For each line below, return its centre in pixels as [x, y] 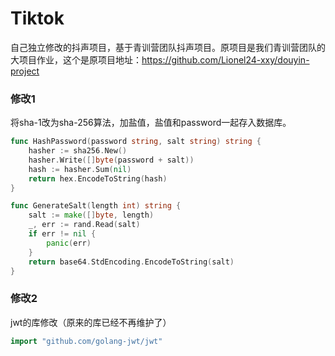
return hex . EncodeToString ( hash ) [98, 178]
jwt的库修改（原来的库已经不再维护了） [91, 322]
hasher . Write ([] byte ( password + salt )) [111, 160]
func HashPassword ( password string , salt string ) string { [136, 142]
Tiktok [37, 18]
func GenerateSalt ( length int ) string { [96, 206]
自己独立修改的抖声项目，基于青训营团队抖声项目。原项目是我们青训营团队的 [168, 47]
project [25, 71]
